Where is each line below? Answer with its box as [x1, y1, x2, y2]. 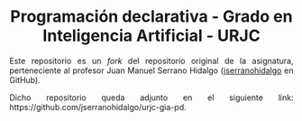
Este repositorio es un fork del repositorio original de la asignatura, [9, 55, 294, 66]
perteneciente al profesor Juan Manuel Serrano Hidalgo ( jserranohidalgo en [9, 65, 294, 76]
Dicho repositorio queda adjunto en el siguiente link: [9, 92, 294, 103]
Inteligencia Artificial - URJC [42, 25, 261, 46]
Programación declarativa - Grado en [10, 6, 293, 27]
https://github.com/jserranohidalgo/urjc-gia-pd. [9, 101, 187, 112]
